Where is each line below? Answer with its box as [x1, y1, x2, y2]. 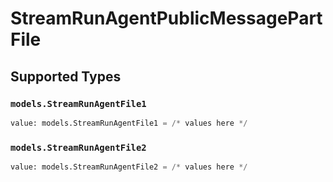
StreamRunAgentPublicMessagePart [10, 7, 323, 30]
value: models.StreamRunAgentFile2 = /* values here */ [10, 162, 248, 172]
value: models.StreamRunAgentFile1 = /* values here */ [10, 118, 248, 128]
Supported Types [10, 68, 122, 85]
